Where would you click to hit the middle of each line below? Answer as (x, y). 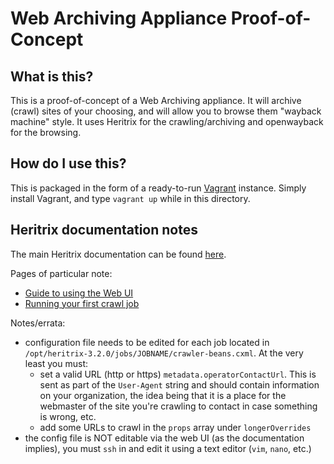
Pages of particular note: (61, 273)
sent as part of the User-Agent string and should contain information (179, 384)
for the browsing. (46, 132)
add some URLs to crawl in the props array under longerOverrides (175, 427)
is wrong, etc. (68, 416)
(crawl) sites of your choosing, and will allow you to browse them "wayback (166, 111)
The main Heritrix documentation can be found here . (118, 254)
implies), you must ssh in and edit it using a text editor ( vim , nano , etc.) (168, 448)
